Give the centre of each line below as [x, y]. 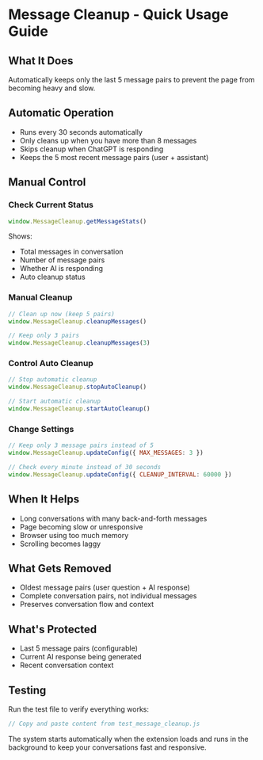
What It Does [41, 61]
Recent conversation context [67, 665]
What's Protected [53, 629]
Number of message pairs [62, 260]
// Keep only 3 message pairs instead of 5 [81, 445]
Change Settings [41, 429]
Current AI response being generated [80, 657]
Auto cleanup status [52, 277]
